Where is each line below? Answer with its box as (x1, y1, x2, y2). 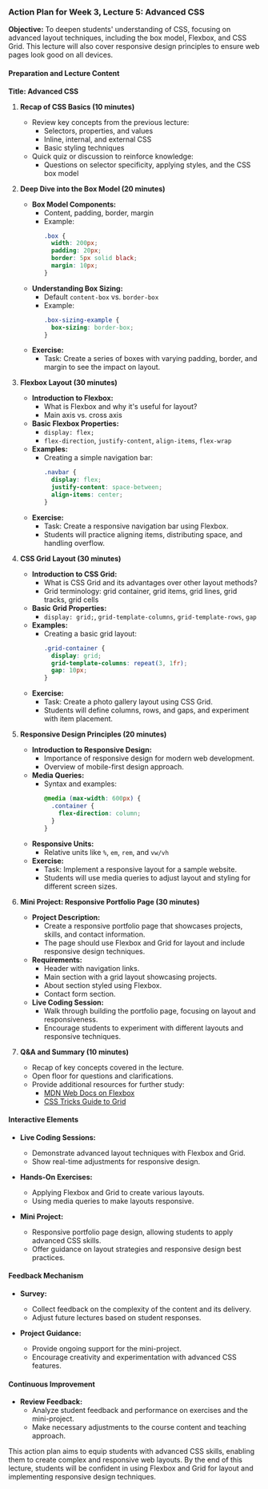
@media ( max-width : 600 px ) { (43, 795, 142, 803)
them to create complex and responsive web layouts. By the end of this (8, 1455, 242, 1465)
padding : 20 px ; (50, 247, 102, 255)
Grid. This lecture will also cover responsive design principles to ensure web (8, 42, 260, 51)
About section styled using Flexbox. (43, 980, 162, 990)
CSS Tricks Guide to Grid (43, 1096, 126, 1106)
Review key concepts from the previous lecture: (31, 117, 190, 126)
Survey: (19, 1288, 47, 1298)
